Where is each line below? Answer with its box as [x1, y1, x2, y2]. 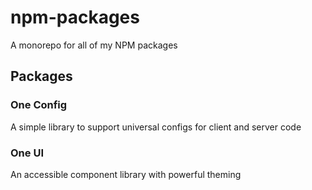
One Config [10, 98, 68, 112]
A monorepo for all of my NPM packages [10, 39, 178, 51]
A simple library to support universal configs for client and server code [10, 121, 302, 133]
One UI [10, 146, 44, 160]
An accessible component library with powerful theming [10, 168, 242, 180]
